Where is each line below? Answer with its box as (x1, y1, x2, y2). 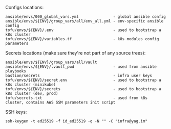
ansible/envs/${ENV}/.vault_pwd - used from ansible (5, 64, 157, 69)
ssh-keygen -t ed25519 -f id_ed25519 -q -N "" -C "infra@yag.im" (5, 119, 147, 124)
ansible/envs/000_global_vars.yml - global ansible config (5, 14, 166, 19)
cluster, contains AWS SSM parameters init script (5, 100, 116, 105)
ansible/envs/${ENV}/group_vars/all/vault (5, 60, 97, 65)
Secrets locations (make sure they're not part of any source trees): (5, 50, 146, 56)
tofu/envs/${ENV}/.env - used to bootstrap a (5, 28, 161, 33)
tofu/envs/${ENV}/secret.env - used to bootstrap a (5, 78, 161, 83)
